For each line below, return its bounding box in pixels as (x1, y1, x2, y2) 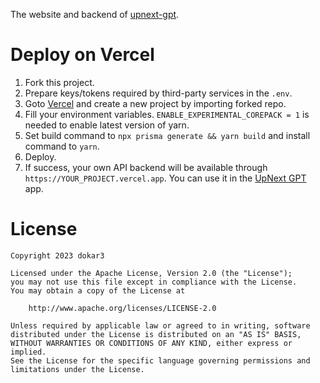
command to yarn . (24, 140, 100, 152)
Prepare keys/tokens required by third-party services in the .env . (24, 87, 293, 99)
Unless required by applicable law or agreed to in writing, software (10, 320, 311, 331)
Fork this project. (24, 76, 95, 88)
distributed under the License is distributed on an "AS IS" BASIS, (10, 329, 302, 339)
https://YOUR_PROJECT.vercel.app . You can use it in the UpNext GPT (24, 172, 307, 184)
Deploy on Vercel (10, 44, 155, 66)
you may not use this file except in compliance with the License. (10, 277, 298, 287)
